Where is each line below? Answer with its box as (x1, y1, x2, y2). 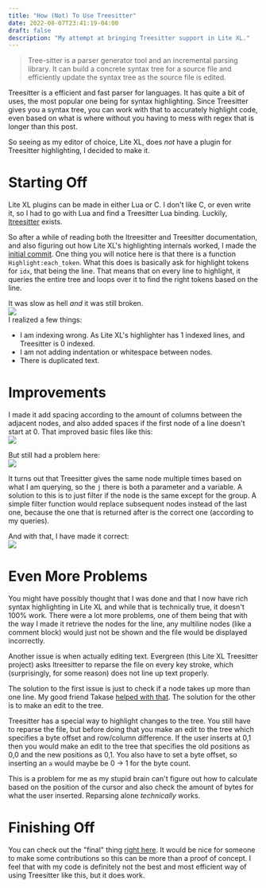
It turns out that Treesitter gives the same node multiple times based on (8, 474, 242, 483)
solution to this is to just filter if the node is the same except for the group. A (8, 491, 256, 500)
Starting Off (8, 174, 88, 192)
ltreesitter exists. (8, 217, 63, 227)
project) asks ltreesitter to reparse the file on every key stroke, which (8, 660, 234, 670)
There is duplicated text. (19, 356, 100, 366)
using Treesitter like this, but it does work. (8, 870, 145, 880)
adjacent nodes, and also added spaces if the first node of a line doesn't (8, 419, 245, 428)
